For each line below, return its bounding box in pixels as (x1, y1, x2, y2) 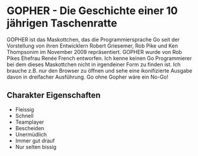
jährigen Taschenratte (6, 16, 117, 30)
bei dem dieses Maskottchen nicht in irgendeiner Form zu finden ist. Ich (6, 60, 181, 68)
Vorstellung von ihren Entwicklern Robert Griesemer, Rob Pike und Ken (6, 42, 179, 49)
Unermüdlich (15, 131, 47, 138)
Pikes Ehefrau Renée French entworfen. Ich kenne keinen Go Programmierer (6, 55, 192, 62)
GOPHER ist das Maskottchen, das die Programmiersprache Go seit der (6, 36, 180, 43)
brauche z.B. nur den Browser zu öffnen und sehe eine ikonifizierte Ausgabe (6, 67, 193, 74)
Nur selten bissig (15, 143, 57, 150)
